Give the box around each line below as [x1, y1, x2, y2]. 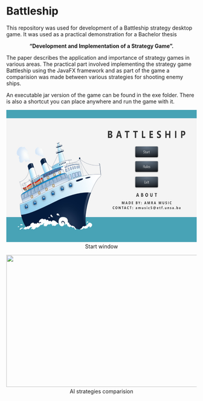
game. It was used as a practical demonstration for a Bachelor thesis [6, 30, 177, 37]
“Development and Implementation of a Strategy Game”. [29, 42, 174, 50]
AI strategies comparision [69, 388, 134, 395]
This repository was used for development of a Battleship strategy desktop [6, 24, 193, 31]
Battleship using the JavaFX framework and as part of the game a [6, 66, 170, 74]
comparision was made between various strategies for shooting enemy [6, 73, 183, 80]
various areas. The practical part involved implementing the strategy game [6, 60, 192, 68]
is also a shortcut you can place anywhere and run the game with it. [6, 98, 175, 105]
